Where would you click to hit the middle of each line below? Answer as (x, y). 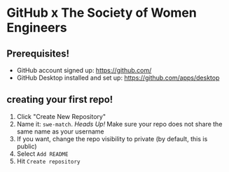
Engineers (37, 28)
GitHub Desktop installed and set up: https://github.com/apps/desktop (118, 78)
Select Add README (42, 153)
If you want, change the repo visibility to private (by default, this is (112, 138)
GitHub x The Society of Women (102, 13)
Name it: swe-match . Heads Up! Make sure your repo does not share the (119, 124)
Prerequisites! (38, 53)
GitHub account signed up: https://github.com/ (84, 70)
